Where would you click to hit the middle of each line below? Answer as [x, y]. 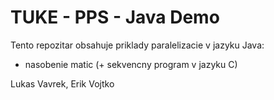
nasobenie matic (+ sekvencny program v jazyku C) [131, 64]
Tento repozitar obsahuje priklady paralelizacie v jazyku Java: [137, 45]
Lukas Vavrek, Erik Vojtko [62, 83]
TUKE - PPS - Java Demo [115, 17]
